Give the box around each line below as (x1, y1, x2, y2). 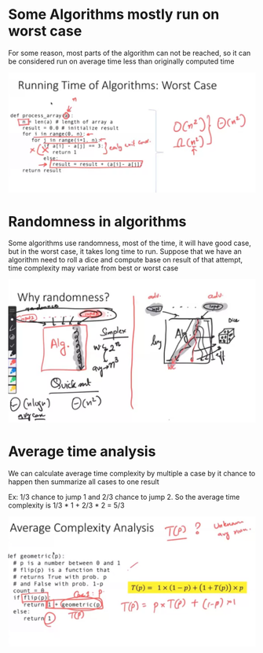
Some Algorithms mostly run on (8, 6, 220, 24)
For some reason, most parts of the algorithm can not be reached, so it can (8, 48, 251, 57)
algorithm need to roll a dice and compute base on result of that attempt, (8, 255, 243, 265)
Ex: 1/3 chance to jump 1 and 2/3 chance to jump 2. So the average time (8, 492, 240, 501)
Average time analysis (8, 442, 156, 460)
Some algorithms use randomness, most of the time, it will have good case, (8, 238, 251, 248)
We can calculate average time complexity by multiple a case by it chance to (8, 468, 256, 478)
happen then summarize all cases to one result (8, 477, 159, 486)
